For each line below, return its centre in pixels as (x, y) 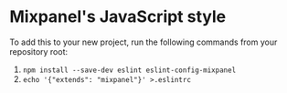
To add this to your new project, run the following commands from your (143, 42)
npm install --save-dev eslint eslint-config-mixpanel (129, 70)
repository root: (39, 51)
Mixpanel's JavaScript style (118, 17)
